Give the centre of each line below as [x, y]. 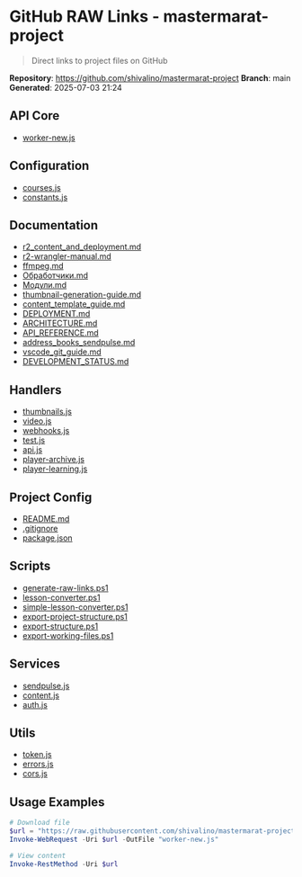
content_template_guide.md [74, 304]
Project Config [51, 497]
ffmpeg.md [43, 266]
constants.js [45, 197]
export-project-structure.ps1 [75, 616]
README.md [46, 519]
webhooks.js [46, 431]
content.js [41, 695]
